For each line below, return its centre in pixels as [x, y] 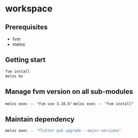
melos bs [14, 76]
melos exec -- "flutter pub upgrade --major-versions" [63, 131]
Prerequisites [26, 27]
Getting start [25, 60]
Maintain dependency [40, 119]
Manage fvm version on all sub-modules [69, 91]
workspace [29, 9]
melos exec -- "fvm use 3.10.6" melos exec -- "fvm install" [69, 104]
